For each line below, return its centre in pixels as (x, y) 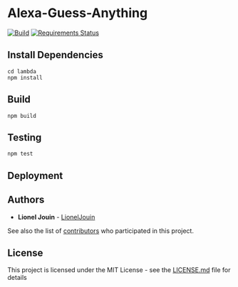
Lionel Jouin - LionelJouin (56, 217)
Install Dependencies (55, 55)
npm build (22, 116)
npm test (20, 154)
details (17, 278)
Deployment (35, 175)
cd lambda (22, 71)
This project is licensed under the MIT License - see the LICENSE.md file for (119, 270)
